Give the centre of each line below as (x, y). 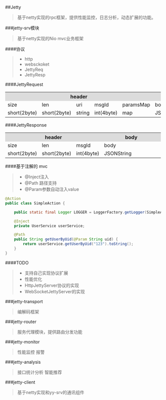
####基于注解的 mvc (26, 166)
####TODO (17, 263)
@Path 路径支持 (41, 183)
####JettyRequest (24, 84)
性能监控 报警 (31, 352)
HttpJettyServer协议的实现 (52, 285)
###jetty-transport (24, 301)
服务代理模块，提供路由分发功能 (50, 332)
